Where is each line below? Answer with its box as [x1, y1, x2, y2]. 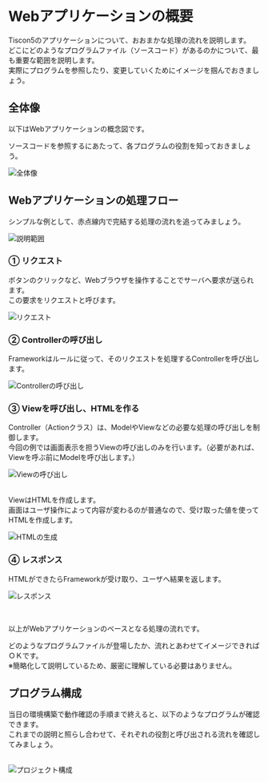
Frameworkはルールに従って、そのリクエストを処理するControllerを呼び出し [8, 354, 260, 364]
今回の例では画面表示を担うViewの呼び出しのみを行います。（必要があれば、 [8, 442, 259, 453]
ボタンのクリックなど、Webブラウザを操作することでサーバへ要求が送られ [8, 275, 254, 284]
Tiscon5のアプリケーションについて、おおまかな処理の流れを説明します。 [8, 35, 250, 45]
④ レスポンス [8, 554, 63, 566]
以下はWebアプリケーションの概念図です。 [8, 123, 150, 133]
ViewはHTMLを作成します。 [8, 495, 101, 505]
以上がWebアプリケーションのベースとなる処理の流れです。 [8, 623, 204, 633]
